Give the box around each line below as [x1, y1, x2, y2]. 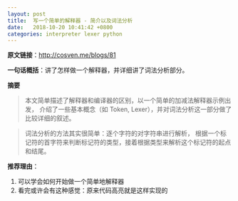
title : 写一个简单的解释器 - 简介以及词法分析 [7, 17, 133, 24]
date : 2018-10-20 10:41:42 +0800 [7, 24, 113, 31]
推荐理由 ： [7, 162, 39, 171]
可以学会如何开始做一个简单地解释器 [17, 177, 125, 186]
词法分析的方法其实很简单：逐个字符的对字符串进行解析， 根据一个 [24, 129, 221, 138]
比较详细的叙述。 [24, 114, 76, 123]
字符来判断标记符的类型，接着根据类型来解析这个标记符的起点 [49, 138, 232, 147]
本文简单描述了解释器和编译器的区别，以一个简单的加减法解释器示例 [24, 96, 225, 105]
